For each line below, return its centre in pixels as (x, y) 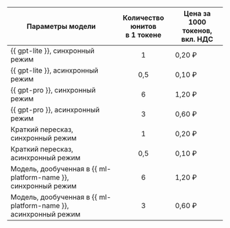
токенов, (197, 30)
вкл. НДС (197, 39)
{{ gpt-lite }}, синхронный (52, 51)
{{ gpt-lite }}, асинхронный (54, 70)
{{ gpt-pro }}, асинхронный (55, 110)
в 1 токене (144, 35)
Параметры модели (61, 26)
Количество (143, 18)
